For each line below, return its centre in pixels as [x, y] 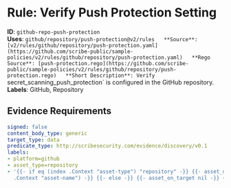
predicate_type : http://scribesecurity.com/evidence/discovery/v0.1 [107, 146]
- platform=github [33, 159]
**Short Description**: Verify [110, 75]
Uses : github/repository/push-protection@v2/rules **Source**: [102, 38]
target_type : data [33, 140]
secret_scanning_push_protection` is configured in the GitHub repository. [111, 82]
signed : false [27, 127]
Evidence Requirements [59, 111]
